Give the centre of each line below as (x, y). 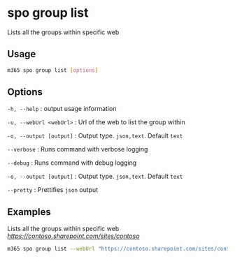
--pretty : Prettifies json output (53, 190)
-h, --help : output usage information (62, 109)
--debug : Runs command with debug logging (72, 163)
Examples (29, 212)
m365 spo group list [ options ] (53, 70)
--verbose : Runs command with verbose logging (78, 149)
